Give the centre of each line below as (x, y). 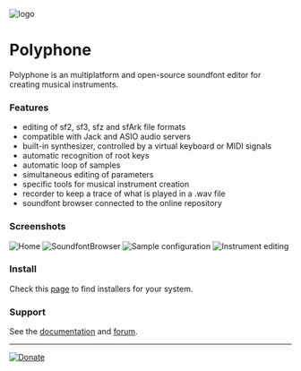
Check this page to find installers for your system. (101, 289)
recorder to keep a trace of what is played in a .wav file (124, 194)
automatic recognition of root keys (86, 156)
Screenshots (38, 227)
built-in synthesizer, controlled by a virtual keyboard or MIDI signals (146, 146)
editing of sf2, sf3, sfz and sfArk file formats (104, 127)
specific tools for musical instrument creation (106, 185)
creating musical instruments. (64, 84)
